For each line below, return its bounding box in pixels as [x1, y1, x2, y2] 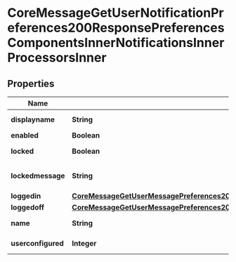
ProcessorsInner [7, 50, 107, 66]
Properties [7, 77, 55, 89]
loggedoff [11, 202, 44, 212]
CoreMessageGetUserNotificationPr [7, 5, 224, 21]
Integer [72, 239, 97, 248]
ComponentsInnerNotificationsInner [7, 35, 225, 51]
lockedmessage [11, 171, 65, 181]
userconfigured [11, 239, 65, 248]
